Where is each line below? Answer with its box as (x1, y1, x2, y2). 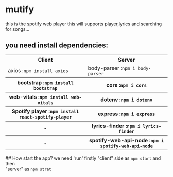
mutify (5, 4, 34, 15)
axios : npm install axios (8, 67, 68, 74)
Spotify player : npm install (12, 108, 79, 115)
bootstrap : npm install (17, 78, 74, 86)
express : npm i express (97, 110, 155, 117)
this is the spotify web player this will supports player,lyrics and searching (5, 21, 162, 27)
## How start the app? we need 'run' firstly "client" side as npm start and (5, 155, 161, 161)
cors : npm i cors (106, 81, 147, 88)
